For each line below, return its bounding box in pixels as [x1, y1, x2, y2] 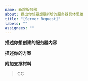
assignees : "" [5, 26, 35, 31]
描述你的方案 [5, 50, 31, 56]
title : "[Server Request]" [5, 16, 61, 21]
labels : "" [5, 21, 28, 26]
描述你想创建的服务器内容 [5, 40, 57, 46]
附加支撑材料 [5, 61, 31, 67]
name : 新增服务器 [5, 7, 37, 12]
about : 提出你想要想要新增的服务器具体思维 [5, 12, 84, 17]
